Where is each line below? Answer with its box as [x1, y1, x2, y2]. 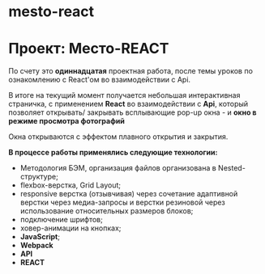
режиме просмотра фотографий [8, 116, 126, 126]
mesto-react [8, 2, 95, 21]
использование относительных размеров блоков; [19, 206, 194, 216]
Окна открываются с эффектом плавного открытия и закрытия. [8, 132, 229, 141]
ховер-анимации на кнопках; [19, 223, 122, 233]
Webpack [19, 241, 54, 251]
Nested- [217, 163, 246, 173]
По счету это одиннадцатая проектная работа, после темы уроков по [8, 66, 254, 76]
